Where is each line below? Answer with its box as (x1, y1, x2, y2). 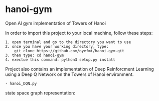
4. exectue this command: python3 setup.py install (5, 57, 115, 62)
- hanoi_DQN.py (5, 81, 37, 86)
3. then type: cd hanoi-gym (5, 53, 64, 58)
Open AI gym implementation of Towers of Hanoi (5, 20, 106, 26)
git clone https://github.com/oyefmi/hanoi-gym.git (14, 48, 124, 53)
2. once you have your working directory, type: (5, 44, 109, 49)
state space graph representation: (5, 89, 75, 96)
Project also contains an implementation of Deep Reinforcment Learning (5, 66, 154, 72)
